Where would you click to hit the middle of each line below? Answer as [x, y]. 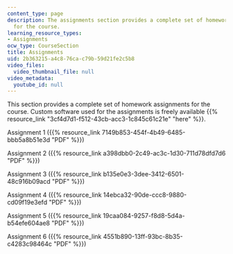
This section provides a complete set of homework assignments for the [109, 104]
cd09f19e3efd [27, 203]
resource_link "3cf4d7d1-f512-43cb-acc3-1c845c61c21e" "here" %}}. [106, 119]
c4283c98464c [29, 244]
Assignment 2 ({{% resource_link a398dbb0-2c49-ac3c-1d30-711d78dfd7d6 [116, 153]
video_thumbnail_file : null [54, 71]
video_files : [26, 65]
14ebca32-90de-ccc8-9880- [145, 195]
